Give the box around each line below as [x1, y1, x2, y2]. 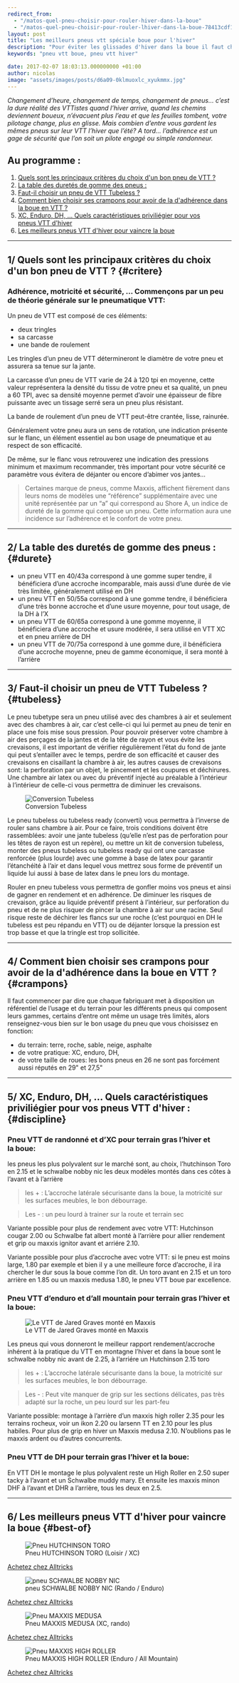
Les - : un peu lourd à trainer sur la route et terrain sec [24, 1210, 184, 1219]
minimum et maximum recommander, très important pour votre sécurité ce [7, 463, 225, 471]
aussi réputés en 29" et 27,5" [17, 1063, 103, 1072]
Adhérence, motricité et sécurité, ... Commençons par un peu [7, 286, 224, 296]
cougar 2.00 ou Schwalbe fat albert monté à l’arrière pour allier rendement [7, 1232, 225, 1240]
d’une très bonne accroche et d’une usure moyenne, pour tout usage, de [17, 602, 230, 610]
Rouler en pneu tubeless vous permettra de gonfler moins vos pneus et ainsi [7, 882, 231, 891]
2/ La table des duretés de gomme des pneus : [7, 541, 216, 553]
